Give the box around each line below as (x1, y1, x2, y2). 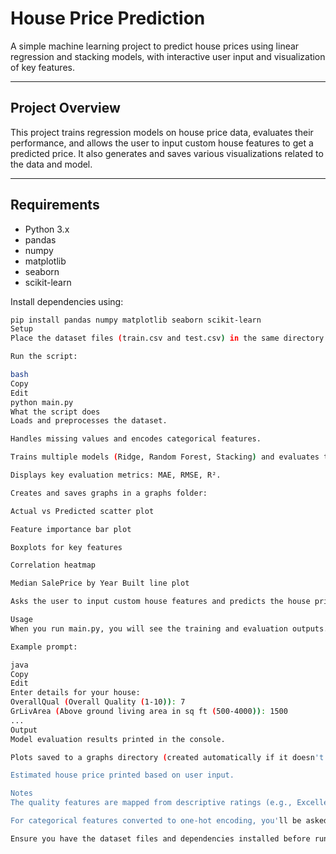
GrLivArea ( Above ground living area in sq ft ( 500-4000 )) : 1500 (10, 707, 288, 717)
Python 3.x (24, 223, 70, 235)
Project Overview (10, 100, 121, 117)
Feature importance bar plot (10, 524, 132, 534)
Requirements (10, 197, 100, 214)
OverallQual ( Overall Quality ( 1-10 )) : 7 (10, 697, 186, 707)
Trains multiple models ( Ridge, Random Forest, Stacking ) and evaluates (10, 452, 320, 462)
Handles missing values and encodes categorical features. (10, 434, 262, 444)
